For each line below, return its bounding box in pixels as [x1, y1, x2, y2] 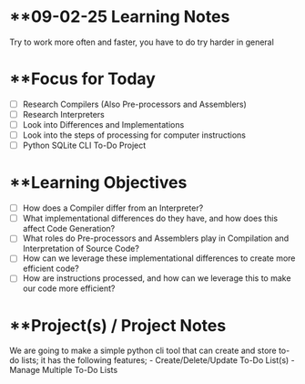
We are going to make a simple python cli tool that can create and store [9, 345, 277, 357]
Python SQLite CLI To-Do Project [22, 140, 147, 151]
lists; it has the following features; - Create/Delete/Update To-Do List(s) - [21, 355, 296, 366]
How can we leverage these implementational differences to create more [22, 253, 296, 264]
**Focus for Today [9, 68, 157, 89]
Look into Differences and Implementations [22, 119, 185, 130]
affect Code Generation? [22, 223, 116, 234]
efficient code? [22, 263, 79, 275]
